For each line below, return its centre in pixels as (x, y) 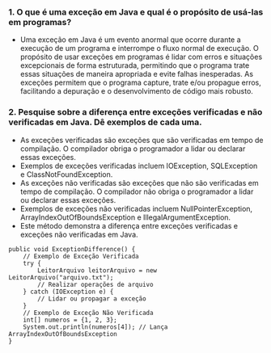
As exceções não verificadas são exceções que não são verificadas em (139, 183)
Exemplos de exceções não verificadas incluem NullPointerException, (136, 208)
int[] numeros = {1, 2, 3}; (70, 320)
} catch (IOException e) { (68, 292)
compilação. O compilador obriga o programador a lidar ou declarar (133, 149)
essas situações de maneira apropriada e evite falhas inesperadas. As (136, 74)
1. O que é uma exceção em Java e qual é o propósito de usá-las (136, 12)
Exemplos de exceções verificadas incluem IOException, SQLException (139, 166)
